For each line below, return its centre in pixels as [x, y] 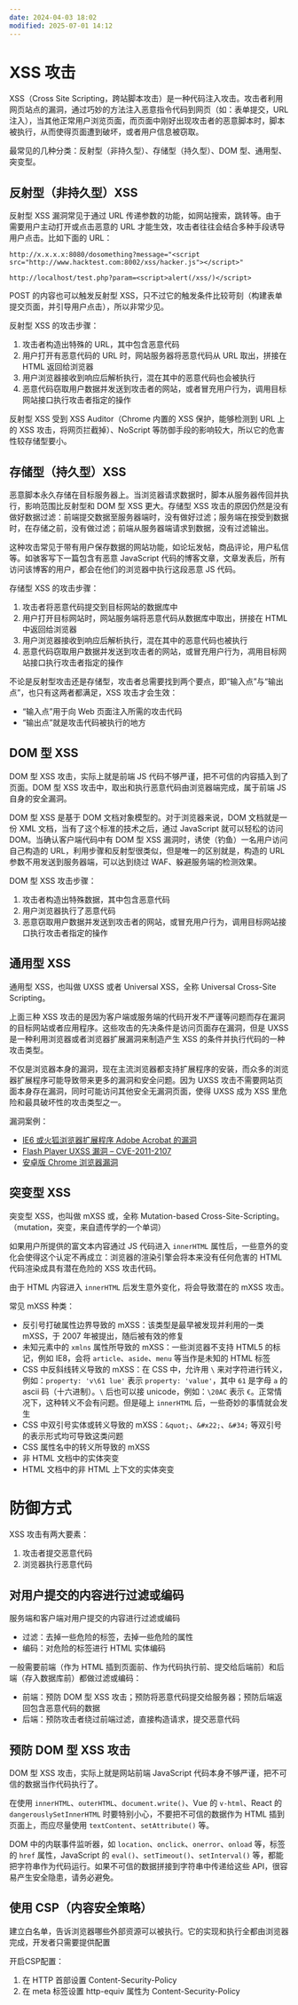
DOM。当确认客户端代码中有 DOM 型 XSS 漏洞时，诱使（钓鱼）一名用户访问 [149, 839]
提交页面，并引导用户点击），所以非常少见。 [89, 306]
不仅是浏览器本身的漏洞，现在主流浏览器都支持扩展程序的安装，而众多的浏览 [149, 1069]
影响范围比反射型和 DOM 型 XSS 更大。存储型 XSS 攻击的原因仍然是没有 [157, 506]
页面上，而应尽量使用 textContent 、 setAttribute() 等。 [112, 1826]
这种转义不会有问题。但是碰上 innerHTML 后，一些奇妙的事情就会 [163, 1402]
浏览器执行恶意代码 [57, 1564]
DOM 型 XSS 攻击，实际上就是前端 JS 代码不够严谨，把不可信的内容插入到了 [149, 776]
